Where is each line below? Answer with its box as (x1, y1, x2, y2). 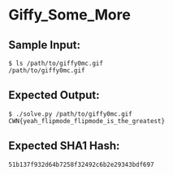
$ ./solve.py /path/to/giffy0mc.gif (8, 109, 132, 118)
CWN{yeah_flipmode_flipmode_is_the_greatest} (8, 117, 165, 125)
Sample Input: (8, 38, 81, 52)
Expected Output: (8, 88, 100, 102)
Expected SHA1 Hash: (8, 139, 120, 153)
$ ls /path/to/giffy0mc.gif (8, 59, 104, 67)
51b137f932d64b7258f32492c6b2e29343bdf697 (8, 160, 154, 169)
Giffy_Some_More (8, 6, 132, 24)
